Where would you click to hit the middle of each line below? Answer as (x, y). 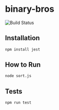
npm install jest (23, 49)
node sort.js (18, 76)
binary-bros (30, 9)
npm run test (18, 103)
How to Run (23, 65)
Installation (22, 38)
